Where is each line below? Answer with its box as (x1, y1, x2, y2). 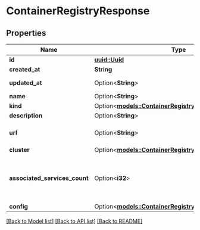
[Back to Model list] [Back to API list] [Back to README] (6, 217, 143, 225)
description (9, 111, 43, 120)
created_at (9, 66, 40, 73)
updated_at (9, 79, 42, 87)
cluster (9, 146, 30, 154)
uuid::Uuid (94, 55, 124, 64)
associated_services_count (9, 174, 89, 182)
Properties (6, 28, 46, 38)
